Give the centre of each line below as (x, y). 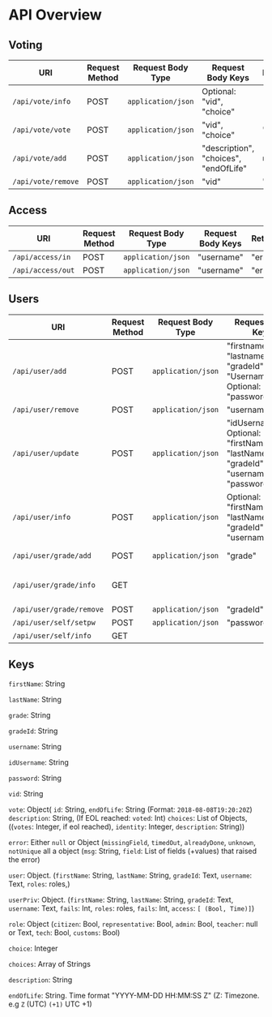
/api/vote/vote (42, 130)
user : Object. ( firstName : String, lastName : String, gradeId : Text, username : (130, 875)
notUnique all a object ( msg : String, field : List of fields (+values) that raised (133, 851)
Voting (25, 45)
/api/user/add (40, 371)
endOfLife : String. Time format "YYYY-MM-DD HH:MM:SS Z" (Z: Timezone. (134, 996)
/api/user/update (46, 453)
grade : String (30, 715)
